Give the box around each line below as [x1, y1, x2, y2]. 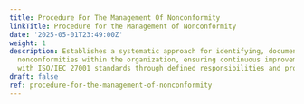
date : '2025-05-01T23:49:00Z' [9, 30, 124, 39]
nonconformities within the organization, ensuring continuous [17, 55, 261, 64]
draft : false [9, 72, 59, 81]
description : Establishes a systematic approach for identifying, [9, 47, 265, 56]
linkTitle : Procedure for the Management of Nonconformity [9, 22, 237, 31]
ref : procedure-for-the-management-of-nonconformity [9, 80, 213, 90]
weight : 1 [9, 38, 47, 48]
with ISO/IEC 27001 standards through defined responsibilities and [17, 64, 281, 73]
